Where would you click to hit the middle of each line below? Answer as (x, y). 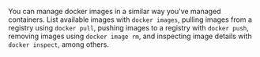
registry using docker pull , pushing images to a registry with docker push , (128, 28)
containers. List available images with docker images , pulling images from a (130, 20)
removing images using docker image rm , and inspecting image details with (130, 36)
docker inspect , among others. (58, 45)
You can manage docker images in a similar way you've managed (115, 11)
